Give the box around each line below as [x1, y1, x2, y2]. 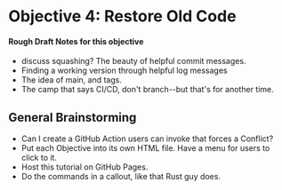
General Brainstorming [8, 109, 137, 125]
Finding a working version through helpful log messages [20, 65, 228, 76]
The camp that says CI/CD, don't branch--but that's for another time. [20, 84, 275, 95]
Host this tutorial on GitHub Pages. [20, 162, 149, 172]
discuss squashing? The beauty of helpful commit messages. [20, 56, 246, 67]
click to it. [20, 153, 57, 163]
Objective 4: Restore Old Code [8, 6, 237, 27]
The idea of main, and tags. [20, 75, 122, 85]
